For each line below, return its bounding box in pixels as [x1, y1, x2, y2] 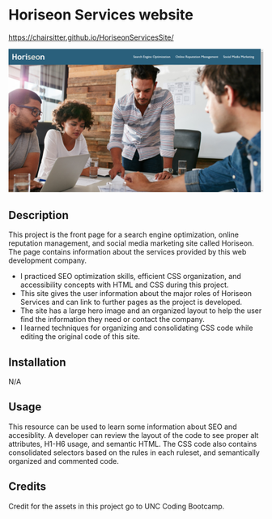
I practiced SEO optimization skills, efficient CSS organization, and [19, 272, 241, 281]
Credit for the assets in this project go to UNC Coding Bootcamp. [8, 501, 225, 511]
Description [8, 208, 69, 222]
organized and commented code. [8, 456, 120, 465]
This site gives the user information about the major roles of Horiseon [19, 289, 253, 298]
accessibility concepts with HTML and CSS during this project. [19, 280, 229, 290]
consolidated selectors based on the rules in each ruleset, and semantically [8, 448, 261, 457]
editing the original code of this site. [19, 332, 140, 341]
